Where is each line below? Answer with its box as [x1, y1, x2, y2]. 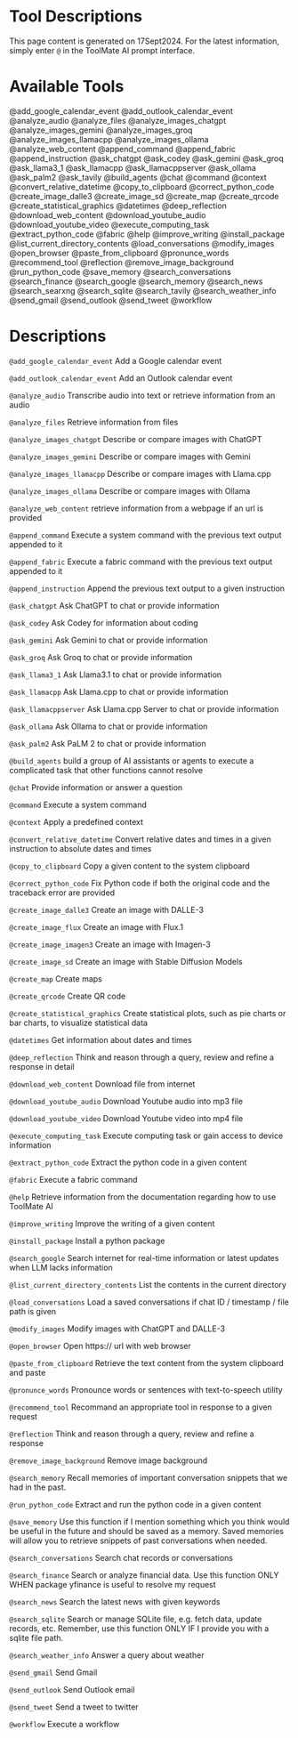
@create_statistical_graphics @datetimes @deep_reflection [9, 200, 227, 211]
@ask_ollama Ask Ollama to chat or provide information [9, 721, 208, 732]
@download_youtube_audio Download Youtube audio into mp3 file [9, 1095, 243, 1106]
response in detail [9, 1061, 75, 1071]
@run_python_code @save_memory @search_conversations [9, 266, 231, 277]
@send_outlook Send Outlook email [9, 1684, 135, 1694]
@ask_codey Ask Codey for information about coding [9, 617, 198, 628]
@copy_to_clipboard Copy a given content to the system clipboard [9, 861, 251, 871]
